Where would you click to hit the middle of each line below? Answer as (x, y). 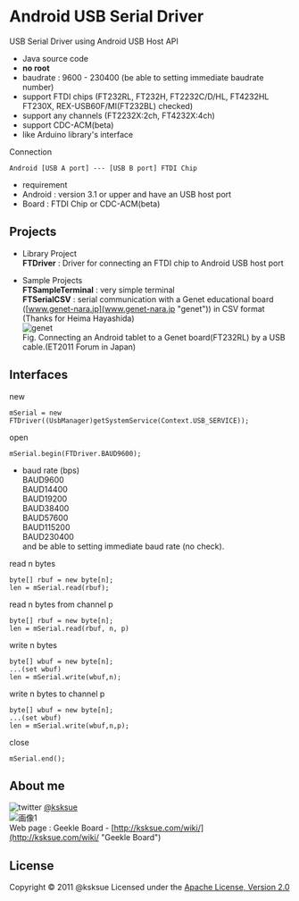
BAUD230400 (48, 536)
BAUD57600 (45, 518)
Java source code (55, 58)
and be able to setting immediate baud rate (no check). (123, 546)
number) (38, 87)
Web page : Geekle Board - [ (62, 828)
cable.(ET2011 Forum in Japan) (79, 347)
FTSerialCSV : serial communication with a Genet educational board (148, 299)
